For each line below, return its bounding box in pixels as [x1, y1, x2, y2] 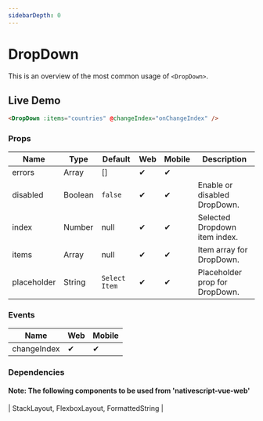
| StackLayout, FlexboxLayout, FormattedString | [8, 403, 164, 412]
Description [202, 154, 247, 165]
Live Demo [8, 93, 61, 107]
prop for [197, 276, 229, 287]
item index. [197, 231, 239, 242]
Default [102, 154, 131, 165]
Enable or [197, 180, 233, 191]
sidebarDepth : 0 [8, 11, 61, 20]
